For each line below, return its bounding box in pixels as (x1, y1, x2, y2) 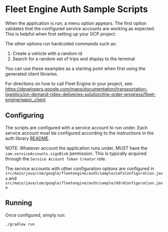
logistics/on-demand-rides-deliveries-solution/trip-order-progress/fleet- (5, 91, 156, 97)
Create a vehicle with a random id (12, 50, 82, 56)
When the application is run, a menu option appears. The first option (5, 20, 147, 26)
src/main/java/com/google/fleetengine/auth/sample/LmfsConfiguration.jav (5, 171, 163, 176)
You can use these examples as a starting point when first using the (5, 65, 146, 71)
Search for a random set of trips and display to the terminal (12, 55, 135, 61)
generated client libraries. (5, 70, 59, 76)
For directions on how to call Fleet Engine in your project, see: (5, 81, 133, 87)
